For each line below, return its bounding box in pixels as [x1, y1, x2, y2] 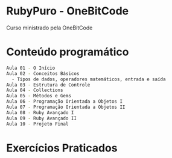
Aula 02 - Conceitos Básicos [6, 70, 80, 76]
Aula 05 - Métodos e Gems [6, 93, 71, 99]
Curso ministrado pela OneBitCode [6, 24, 93, 31]
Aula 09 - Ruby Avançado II [6, 115, 77, 121]
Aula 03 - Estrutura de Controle [6, 82, 91, 88]
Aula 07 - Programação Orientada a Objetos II [6, 104, 126, 110]
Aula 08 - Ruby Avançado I [6, 109, 74, 115]
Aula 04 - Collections [6, 87, 63, 94]
